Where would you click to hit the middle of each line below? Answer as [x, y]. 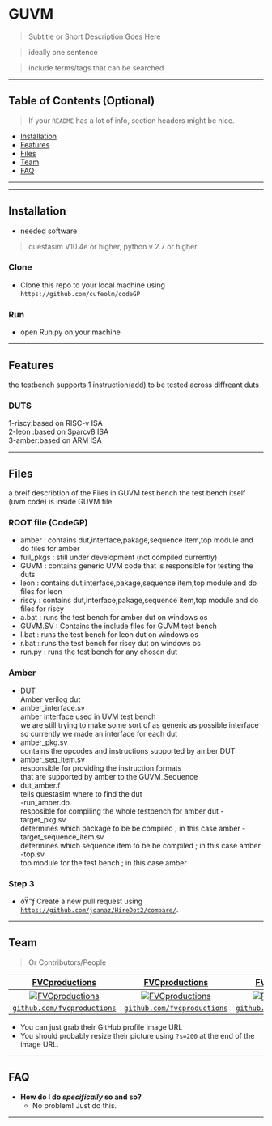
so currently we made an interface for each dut [99, 733]
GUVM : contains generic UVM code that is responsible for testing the [136, 566]
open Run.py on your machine [70, 332]
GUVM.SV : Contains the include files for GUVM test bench [118, 626]
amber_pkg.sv [44, 742]
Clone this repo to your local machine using [93, 285]
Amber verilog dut [50, 699]
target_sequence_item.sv [62, 837]
